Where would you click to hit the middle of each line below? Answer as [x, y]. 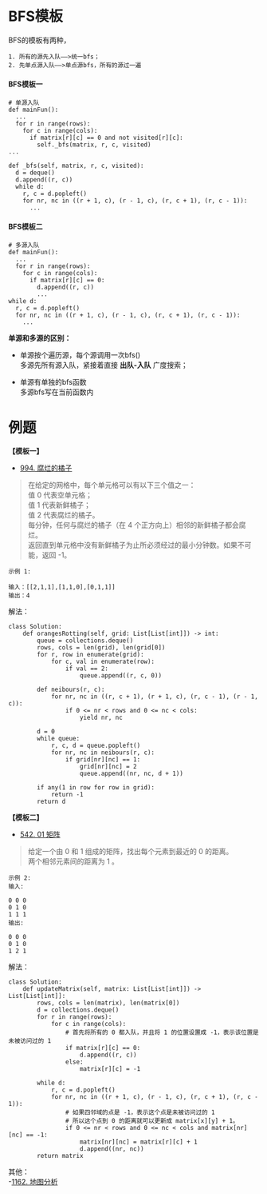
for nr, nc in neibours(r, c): [103, 753]
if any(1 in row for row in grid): [96, 788]
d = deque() [35, 173]
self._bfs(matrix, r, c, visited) [94, 145]
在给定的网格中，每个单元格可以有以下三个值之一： [112, 485]
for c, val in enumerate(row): [103, 662]
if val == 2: [87, 669]
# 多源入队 [24, 246]
